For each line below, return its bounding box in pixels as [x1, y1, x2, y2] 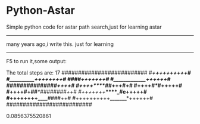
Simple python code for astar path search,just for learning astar [6, 23, 162, 30]
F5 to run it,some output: [6, 57, 67, 64]
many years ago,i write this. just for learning [6, 40, 114, 48]
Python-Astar [6, 4, 76, 17]
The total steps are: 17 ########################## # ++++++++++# [6, 69, 192, 76]
